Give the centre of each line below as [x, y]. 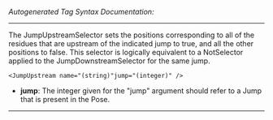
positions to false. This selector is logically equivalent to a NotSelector [126, 52]
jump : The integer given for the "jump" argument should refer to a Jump [141, 91]
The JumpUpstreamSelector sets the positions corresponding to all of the [132, 35]
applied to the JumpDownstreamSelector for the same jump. [109, 61]
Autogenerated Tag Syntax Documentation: [81, 12]
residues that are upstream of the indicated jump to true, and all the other [131, 43]
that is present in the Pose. [65, 99]
